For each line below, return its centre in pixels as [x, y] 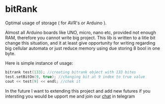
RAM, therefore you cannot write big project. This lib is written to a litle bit [80, 38]
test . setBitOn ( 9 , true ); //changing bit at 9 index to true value [75, 77]
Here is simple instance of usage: [39, 63]
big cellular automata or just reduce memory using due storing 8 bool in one [82, 48]
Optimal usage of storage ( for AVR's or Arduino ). [56, 23]
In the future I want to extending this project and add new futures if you [78, 91]
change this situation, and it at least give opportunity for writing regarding [80, 43]
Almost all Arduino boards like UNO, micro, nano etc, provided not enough [81, 32]
